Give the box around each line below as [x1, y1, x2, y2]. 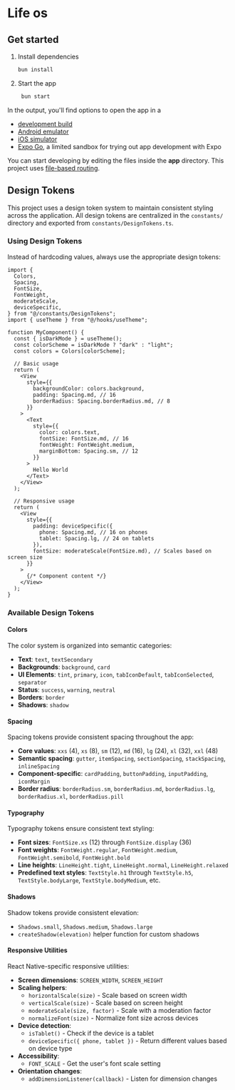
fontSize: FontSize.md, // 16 [38, 435, 130, 442]
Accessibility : [17, 1051, 60, 1060]
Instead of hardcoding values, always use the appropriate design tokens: [7, 252, 221, 261]
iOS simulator [17, 134, 58, 143]
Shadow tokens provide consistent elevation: [7, 908, 139, 917]
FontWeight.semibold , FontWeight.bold [17, 853, 130, 862]
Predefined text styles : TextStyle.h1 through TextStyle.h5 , [17, 869, 194, 877]
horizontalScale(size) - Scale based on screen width [28, 991, 187, 999]
